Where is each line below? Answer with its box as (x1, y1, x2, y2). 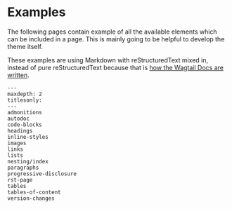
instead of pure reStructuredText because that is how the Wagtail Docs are (7, 63, 224, 72)
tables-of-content (7, 189, 61, 196)
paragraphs (7, 164, 39, 171)
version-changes (7, 194, 55, 202)
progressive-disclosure (7, 170, 77, 177)
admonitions (7, 109, 42, 116)
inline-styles (7, 133, 49, 140)
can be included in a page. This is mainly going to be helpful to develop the (7, 34, 225, 43)
